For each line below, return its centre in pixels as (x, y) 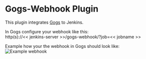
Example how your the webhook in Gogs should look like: (62, 46)
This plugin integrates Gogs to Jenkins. (44, 22)
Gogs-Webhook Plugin (52, 9)
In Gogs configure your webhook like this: (47, 31)
